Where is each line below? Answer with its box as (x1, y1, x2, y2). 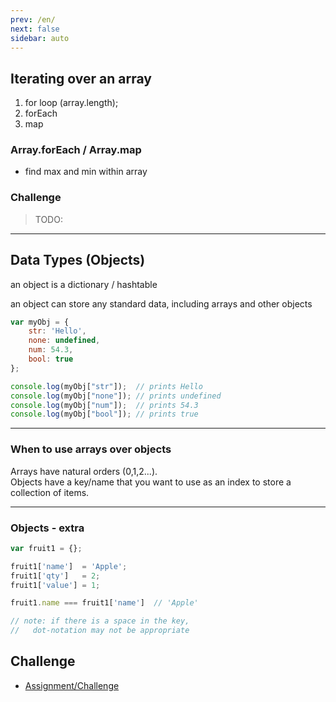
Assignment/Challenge (24, 679, 120, 691)
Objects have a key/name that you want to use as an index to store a (10, 476, 292, 488)
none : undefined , (28, 336, 101, 346)
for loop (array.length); (24, 97, 119, 109)
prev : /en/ (10, 14, 56, 25)
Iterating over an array (10, 70, 152, 87)
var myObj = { (10, 317, 70, 327)
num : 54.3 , (28, 345, 74, 355)
